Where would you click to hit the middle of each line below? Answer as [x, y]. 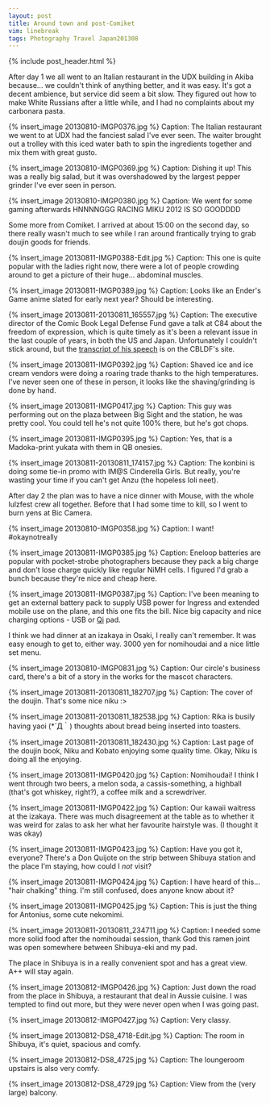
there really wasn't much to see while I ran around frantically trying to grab [132, 234]
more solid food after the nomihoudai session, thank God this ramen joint [129, 939]
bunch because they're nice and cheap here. [83, 578]
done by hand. [32, 390]
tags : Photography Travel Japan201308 [73, 38]
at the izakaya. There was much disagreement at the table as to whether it [131, 816]
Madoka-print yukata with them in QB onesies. [85, 448]
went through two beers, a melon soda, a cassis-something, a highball [125, 784]
